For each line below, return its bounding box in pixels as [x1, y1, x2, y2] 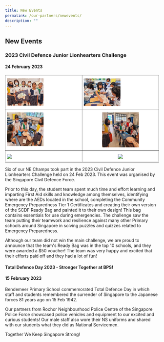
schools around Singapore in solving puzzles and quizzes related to [5, 223, 141, 229]
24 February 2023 [5, 64, 43, 70]
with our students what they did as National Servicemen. [5, 321, 119, 328]
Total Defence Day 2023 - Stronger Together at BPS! [5, 264, 114, 270]
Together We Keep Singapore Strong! [5, 331, 81, 337]
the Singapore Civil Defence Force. [5, 177, 76, 183]
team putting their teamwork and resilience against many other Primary [5, 218, 148, 223]
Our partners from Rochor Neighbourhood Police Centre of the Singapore [5, 306, 153, 312]
